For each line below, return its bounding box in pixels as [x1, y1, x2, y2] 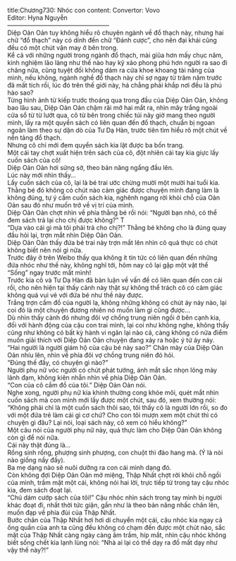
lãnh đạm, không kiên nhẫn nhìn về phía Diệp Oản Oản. [7, 373, 167, 382]
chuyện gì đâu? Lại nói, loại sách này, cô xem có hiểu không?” [7, 418, 188, 426]
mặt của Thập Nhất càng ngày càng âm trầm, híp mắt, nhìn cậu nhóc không [7, 531, 227, 539]
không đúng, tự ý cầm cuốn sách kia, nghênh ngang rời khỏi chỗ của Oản [7, 193, 221, 202]
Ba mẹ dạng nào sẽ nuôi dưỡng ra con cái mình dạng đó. [7, 464, 172, 471]
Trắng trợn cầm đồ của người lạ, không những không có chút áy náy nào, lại [7, 298, 227, 306]
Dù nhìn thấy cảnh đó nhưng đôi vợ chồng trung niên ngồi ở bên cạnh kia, [7, 313, 221, 322]
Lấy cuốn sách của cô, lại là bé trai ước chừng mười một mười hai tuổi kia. [7, 179, 221, 186]
